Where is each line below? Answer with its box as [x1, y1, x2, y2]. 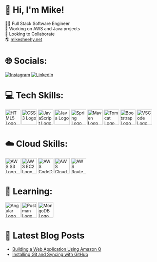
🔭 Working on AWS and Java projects [5, 25, 80, 31]
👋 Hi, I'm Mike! [5, 4, 64, 16]
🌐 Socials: [5, 56, 47, 66]
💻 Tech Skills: [5, 90, 64, 101]
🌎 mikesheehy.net [5, 36, 42, 42]
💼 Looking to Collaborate [5, 31, 55, 37]
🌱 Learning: [5, 185, 53, 197]
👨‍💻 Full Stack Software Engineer [5, 20, 70, 26]
